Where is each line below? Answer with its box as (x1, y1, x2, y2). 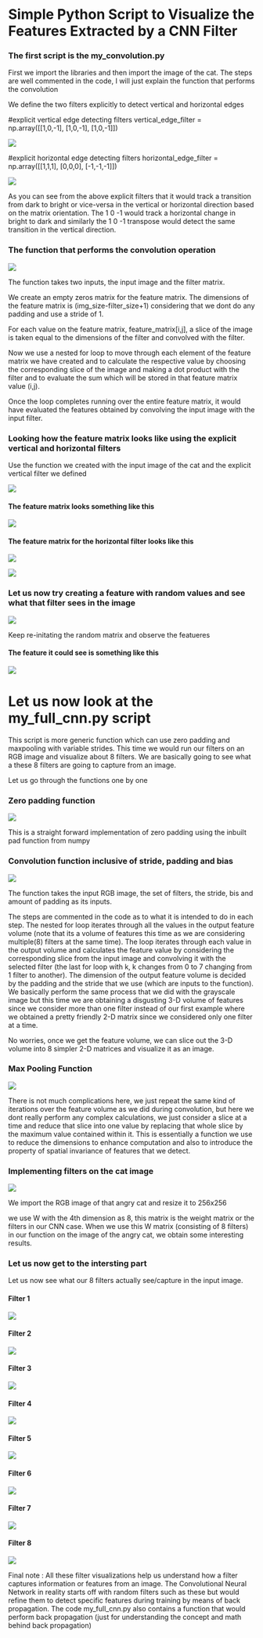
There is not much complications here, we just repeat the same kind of (8, 1095, 236, 1105)
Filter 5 (8, 1433, 32, 1442)
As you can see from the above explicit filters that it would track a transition (8, 192, 252, 201)
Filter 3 (8, 1364, 32, 1373)
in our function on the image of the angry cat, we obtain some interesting (8, 1230, 244, 1240)
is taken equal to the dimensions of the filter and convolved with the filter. (8, 332, 245, 342)
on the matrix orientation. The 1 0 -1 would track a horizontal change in (8, 208, 236, 218)
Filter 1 (8, 1294, 31, 1303)
